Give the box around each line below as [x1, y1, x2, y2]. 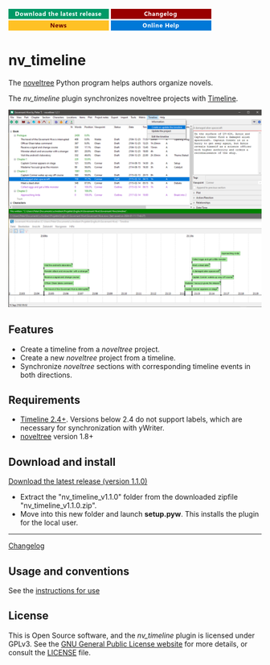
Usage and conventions [8, 564, 130, 578]
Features [8, 323, 54, 337]
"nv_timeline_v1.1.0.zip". [19, 501, 97, 510]
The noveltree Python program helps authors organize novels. [8, 77, 214, 87]
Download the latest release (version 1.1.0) [8, 476, 148, 486]
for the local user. [19, 517, 79, 528]
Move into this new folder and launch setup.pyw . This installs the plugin [19, 509, 260, 519]
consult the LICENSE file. [8, 647, 91, 657]
